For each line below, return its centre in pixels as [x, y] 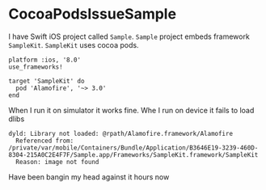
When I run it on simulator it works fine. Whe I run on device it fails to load [131, 110]
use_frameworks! [36, 67]
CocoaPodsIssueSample [92, 14]
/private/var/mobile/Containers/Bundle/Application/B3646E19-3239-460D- [133, 148]
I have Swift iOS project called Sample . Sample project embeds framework [129, 36]
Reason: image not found [57, 162]
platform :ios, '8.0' [45, 60]
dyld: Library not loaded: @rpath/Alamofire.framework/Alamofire [120, 133]
